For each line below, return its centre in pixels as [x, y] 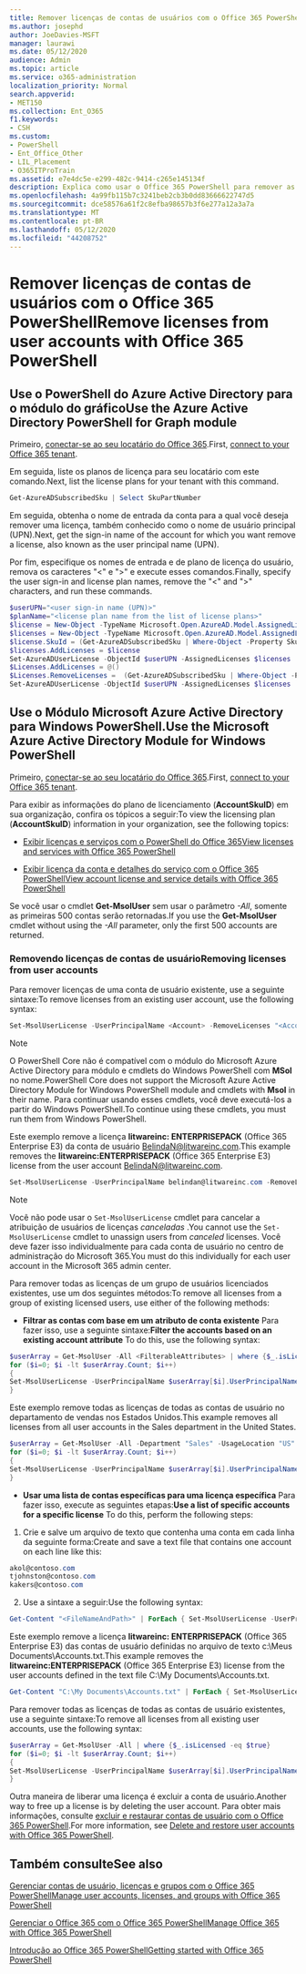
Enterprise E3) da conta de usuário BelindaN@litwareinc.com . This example [150, 1146]
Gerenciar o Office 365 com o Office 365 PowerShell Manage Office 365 [144, 1923]
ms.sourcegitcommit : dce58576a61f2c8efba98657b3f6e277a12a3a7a [132, 205]
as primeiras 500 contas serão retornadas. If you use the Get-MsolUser [143, 915]
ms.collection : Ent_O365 [56, 111]
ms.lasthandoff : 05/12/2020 [63, 230]
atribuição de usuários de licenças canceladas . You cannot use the [136, 1227]
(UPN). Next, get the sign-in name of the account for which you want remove [153, 535]
